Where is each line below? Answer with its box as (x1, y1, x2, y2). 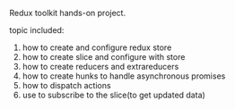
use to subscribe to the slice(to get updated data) (22, 89, 206, 100)
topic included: (9, 25, 65, 35)
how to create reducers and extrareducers (22, 62, 179, 71)
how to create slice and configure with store (22, 52, 186, 62)
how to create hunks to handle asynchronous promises (22, 71, 226, 81)
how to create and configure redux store (22, 42, 172, 53)
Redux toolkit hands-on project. (9, 8, 126, 18)
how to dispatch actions (22, 80, 111, 90)
